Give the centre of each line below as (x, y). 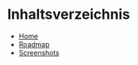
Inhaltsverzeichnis (69, 14)
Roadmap (34, 44)
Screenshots (39, 52)
